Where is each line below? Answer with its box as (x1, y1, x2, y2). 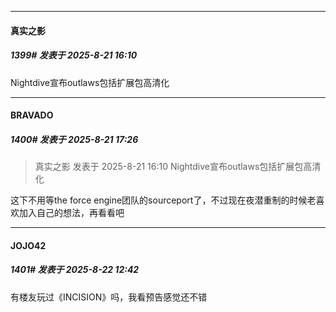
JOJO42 (10, 239, 47, 251)
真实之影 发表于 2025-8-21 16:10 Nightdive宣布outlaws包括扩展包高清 (34, 161, 322, 173)
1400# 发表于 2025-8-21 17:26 (10, 133, 139, 145)
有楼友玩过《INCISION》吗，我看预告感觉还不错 (10, 291, 208, 303)
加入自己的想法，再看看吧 (18, 207, 125, 219)
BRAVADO (10, 109, 54, 121)
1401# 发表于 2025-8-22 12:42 (10, 264, 140, 276)
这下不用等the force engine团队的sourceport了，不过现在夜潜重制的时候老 (10, 194, 317, 206)
